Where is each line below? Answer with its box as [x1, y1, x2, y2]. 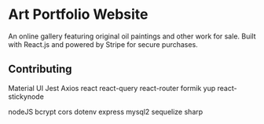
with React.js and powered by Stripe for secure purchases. [8, 39, 198, 49]
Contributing [8, 63, 72, 76]
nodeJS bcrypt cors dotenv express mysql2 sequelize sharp [8, 107, 203, 116]
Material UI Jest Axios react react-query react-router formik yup [8, 83, 216, 93]
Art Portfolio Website [8, 5, 148, 24]
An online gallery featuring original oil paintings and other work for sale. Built [8, 31, 257, 41]
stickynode [8, 92, 45, 101]
